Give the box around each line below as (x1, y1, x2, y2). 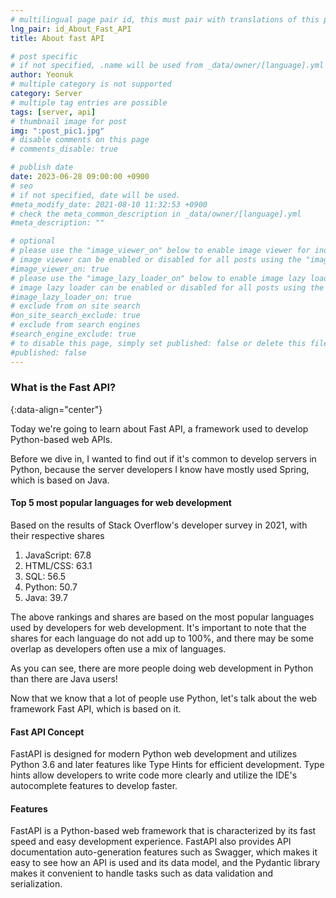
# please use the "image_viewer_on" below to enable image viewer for (10, 246, 311, 256)
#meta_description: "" (10, 218, 105, 228)
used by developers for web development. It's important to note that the (10, 622, 307, 633)
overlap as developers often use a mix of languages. (10, 643, 227, 655)
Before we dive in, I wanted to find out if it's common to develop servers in (10, 452, 317, 465)
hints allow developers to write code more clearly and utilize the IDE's (10, 769, 298, 781)
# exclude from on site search (10, 301, 141, 311)
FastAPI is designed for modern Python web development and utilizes (10, 748, 298, 760)
